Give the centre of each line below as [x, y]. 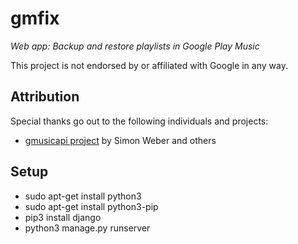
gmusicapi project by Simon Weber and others [120, 140]
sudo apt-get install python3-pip [91, 206]
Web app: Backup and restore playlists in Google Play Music [135, 46]
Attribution [45, 97]
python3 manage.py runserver [87, 228]
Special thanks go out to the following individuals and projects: [139, 121]
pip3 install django [63, 217]
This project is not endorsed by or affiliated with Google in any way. [149, 65]
